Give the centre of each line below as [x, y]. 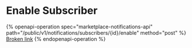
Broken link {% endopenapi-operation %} [56, 39]
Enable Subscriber [52, 11]
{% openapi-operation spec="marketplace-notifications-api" [80, 27]
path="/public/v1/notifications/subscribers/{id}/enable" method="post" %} [96, 32]
